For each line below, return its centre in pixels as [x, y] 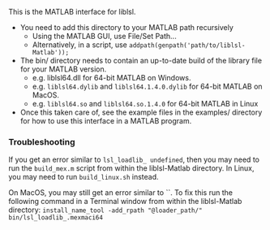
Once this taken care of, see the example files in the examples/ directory [141, 112]
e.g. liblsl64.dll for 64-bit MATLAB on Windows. [111, 78]
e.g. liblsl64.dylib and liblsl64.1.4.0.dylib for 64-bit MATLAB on [147, 86]
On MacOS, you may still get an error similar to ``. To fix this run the [121, 193]
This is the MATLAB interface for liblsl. [72, 12]
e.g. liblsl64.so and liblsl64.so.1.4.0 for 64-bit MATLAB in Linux [145, 104]
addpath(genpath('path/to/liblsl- [187, 46]
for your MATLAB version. [63, 69]
